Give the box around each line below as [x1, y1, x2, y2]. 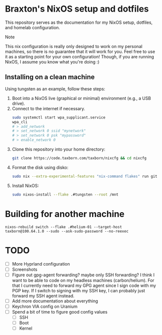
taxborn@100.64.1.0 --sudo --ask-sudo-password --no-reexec [5, 229, 129, 234]
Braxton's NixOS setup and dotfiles [5, 3, 149, 15]
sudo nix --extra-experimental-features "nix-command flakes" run [12, 174, 149, 179]
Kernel [19, 325, 32, 331]
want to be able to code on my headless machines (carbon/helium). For [12, 277, 155, 283]
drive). [12, 100, 25, 106]
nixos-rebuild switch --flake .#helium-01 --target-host [5, 224, 122, 229]
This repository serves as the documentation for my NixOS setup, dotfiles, [5, 19, 153, 25]
